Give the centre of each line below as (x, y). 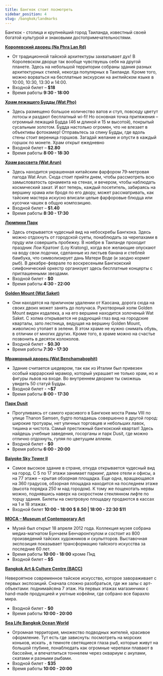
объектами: (17, 589)
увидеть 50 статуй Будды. (39, 384)
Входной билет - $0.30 (36, 344)
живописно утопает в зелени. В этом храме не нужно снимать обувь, (85, 329)
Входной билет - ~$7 (34, 389)
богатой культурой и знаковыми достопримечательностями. (68, 38)
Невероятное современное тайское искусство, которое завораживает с (81, 578)
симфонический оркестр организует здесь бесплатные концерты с (82, 268)
